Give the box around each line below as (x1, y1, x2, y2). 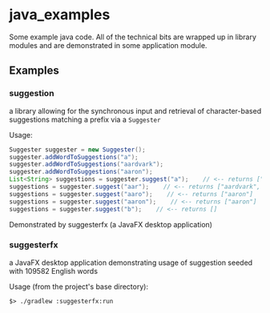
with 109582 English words (9, 266, 99, 275)
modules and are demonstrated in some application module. (9, 40, 208, 50)
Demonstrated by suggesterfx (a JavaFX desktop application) (9, 219, 213, 229)
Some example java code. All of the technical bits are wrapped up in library (9, 32, 257, 42)
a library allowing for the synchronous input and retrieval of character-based (9, 106, 262, 115)
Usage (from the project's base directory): (9, 282, 149, 291)
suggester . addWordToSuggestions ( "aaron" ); (9, 168, 153, 176)
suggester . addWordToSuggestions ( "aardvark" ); (9, 160, 163, 169)
